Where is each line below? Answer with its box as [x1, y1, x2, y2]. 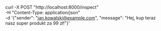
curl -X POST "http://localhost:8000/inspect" [5, 4, 99, 10]
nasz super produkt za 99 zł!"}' [5, 20, 70, 26]
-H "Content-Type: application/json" [5, 9, 80, 15]
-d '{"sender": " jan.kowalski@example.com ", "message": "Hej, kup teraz [5, 15, 156, 20]
